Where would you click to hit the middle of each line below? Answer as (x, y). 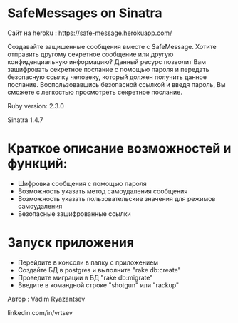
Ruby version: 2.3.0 (36, 106)
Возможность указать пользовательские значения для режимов (117, 198)
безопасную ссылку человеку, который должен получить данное (107, 77)
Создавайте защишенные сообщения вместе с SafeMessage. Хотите (112, 46)
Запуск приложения (71, 243)
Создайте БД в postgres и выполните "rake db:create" (99, 270)
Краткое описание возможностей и (119, 149)
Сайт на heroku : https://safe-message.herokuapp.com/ (90, 33)
